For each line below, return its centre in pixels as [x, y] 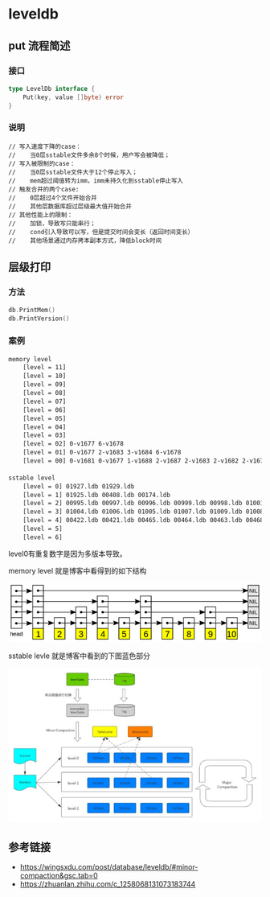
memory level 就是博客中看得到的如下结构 [78, 570]
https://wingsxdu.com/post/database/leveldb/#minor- [109, 867]
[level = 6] [43, 537]
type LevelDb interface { [51, 88]
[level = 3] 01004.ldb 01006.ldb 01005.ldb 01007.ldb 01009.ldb [133, 512]
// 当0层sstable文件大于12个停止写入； [73, 172]
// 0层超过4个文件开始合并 [53, 198]
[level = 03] [45, 435]
